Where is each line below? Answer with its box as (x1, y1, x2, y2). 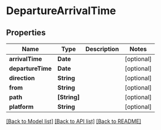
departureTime (9, 65, 52, 72)
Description (85, 45, 119, 53)
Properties (6, 28, 46, 38)
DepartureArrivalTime (6, 4, 116, 18)
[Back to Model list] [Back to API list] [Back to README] (6, 118, 142, 125)
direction (9, 74, 35, 82)
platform (9, 103, 34, 111)
